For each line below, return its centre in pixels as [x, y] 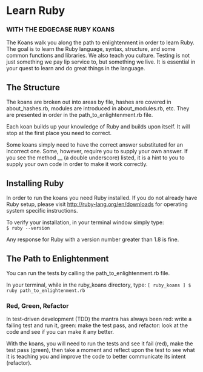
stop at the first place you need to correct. [59, 133]
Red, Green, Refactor [38, 305]
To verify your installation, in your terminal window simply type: [85, 222]
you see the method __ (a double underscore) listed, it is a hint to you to [95, 158]
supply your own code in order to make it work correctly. [77, 164]
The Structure [33, 88]
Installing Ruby [35, 183]
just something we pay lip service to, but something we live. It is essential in [101, 62]
